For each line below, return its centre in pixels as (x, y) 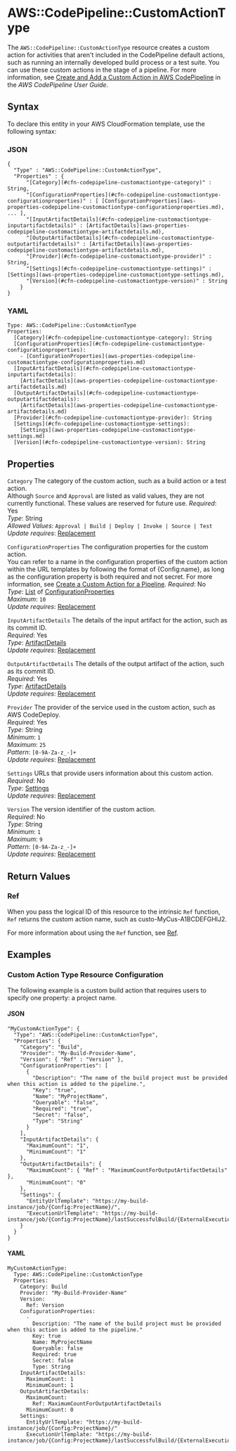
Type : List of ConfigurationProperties (61, 592)
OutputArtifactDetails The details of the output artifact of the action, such (116, 664)
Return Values (39, 876)
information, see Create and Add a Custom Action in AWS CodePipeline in (114, 77)
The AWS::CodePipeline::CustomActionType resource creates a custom (109, 47)
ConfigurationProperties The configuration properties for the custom (108, 547)
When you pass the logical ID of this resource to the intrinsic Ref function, (114, 912)
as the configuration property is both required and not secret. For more (110, 577)
